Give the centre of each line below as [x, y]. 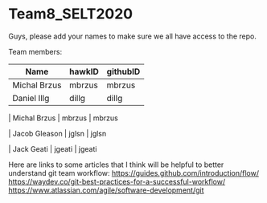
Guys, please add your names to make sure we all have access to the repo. [133, 36]
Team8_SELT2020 [71, 14]
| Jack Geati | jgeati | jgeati [53, 148]
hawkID [84, 71]
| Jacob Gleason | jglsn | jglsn [58, 133]
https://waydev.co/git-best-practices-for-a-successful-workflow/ [117, 181]
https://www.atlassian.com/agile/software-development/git [106, 190]
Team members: [35, 51]
